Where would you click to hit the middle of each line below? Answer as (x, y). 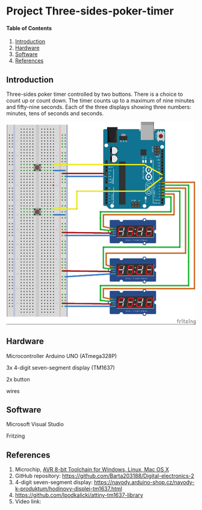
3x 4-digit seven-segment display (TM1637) (61, 367)
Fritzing (16, 436)
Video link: (28, 502)
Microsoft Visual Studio (35, 424)
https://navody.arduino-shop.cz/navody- (144, 482)
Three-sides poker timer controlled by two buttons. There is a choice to (95, 94)
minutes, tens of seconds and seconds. (55, 113)
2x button (18, 379)
